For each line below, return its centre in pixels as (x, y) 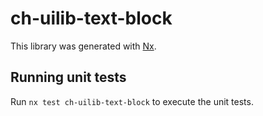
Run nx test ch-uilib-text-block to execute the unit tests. (132, 101)
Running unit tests (68, 77)
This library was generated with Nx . (83, 46)
